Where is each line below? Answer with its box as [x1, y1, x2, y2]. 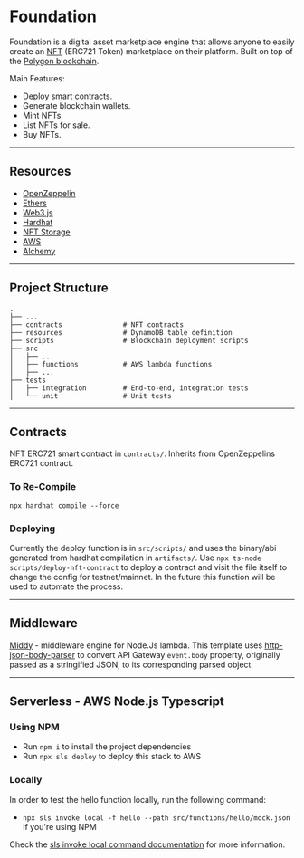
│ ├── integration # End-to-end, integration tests [9, 383, 249, 393]
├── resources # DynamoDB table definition [9, 328, 233, 337]
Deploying [9, 522, 56, 535]
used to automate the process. [9, 581, 124, 592]
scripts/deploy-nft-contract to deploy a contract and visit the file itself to [9, 561, 288, 572]
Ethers [22, 197, 47, 208]
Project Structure [9, 281, 109, 296]
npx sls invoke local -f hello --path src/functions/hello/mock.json [22, 813, 291, 823]
